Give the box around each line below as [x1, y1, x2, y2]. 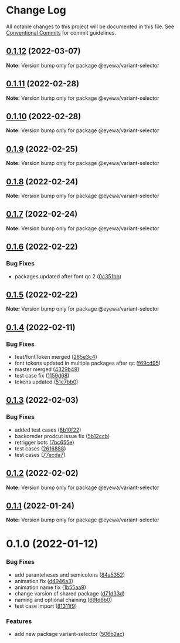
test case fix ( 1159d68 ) [14, 372, 70, 379]
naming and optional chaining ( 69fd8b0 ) [14, 596, 113, 603]
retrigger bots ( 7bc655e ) [14, 439, 74, 446]
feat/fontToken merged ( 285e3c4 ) [14, 354, 98, 360]
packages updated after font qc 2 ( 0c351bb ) [14, 272, 122, 280]
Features [6, 617, 32, 625]
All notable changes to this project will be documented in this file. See [6, 23, 175, 30]
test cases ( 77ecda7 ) [14, 451, 66, 458]
